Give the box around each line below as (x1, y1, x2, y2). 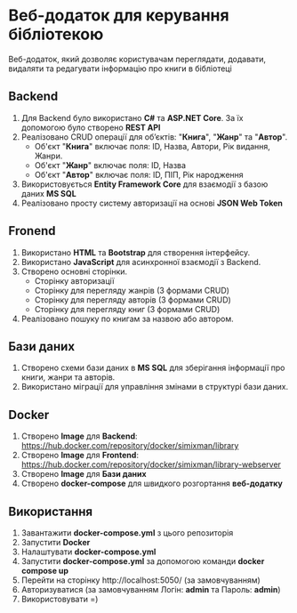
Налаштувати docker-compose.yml (20, 546, 157, 557)
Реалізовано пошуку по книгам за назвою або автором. (20, 313, 234, 324)
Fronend (8, 223, 56, 238)
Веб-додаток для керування (8, 5, 229, 26)
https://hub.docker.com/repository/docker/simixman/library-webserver (20, 459, 282, 470)
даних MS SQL (20, 188, 76, 198)
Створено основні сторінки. (20, 266, 128, 277)
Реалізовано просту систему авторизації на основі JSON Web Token (20, 198, 284, 208)
